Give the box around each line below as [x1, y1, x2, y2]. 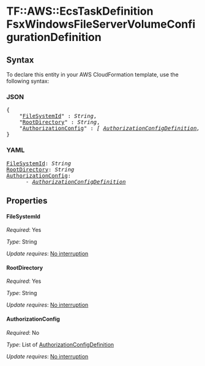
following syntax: [6, 78, 50, 84]
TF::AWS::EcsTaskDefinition [6, 4, 154, 18]
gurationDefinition [6, 31, 102, 44]
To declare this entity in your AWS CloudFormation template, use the [6, 71, 179, 78]
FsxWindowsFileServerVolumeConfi [6, 17, 196, 31]
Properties [6, 195, 48, 206]
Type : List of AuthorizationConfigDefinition [6, 341, 114, 348]
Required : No [6, 329, 40, 336]
